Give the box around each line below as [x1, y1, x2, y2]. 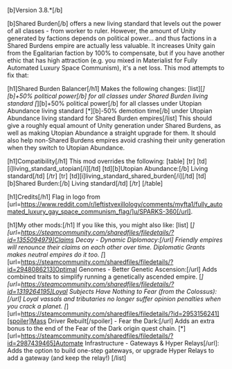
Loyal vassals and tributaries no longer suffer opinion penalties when [23, 295, 222, 303]
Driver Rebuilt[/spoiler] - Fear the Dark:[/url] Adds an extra [48, 317, 215, 325]
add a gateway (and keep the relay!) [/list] [7, 354, 127, 362]
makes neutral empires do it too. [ [7, 250, 104, 259]
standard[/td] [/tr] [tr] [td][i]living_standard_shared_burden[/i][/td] [7, 172, 195, 180]
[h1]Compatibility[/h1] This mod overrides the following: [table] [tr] [7, 157, 195, 165]
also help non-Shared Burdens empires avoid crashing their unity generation [7, 136, 225, 145]
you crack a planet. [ [7, 302, 67, 310]
